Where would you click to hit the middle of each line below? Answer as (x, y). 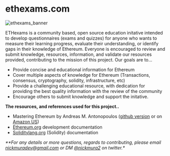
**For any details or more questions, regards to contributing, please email (83, 142)
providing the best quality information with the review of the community (87, 91)
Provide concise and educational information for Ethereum (74, 70)
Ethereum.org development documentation (57, 127)
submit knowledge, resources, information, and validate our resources (79, 54)
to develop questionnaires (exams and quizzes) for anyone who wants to (81, 38)
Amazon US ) (26, 121)
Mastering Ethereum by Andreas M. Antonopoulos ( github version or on (87, 116)
